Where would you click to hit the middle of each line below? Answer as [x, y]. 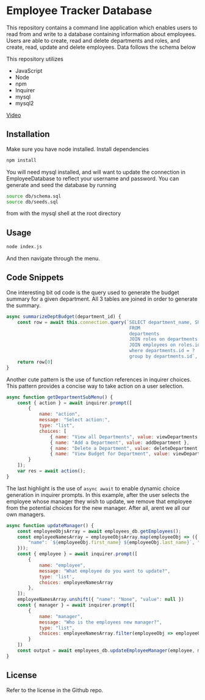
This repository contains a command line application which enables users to [102, 28]
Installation [28, 134]
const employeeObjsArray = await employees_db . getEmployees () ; [99, 531]
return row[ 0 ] [35, 362]
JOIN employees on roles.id [165, 345]
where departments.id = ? [162, 351]
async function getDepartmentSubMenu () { [60, 397]
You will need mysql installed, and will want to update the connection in [96, 172]
